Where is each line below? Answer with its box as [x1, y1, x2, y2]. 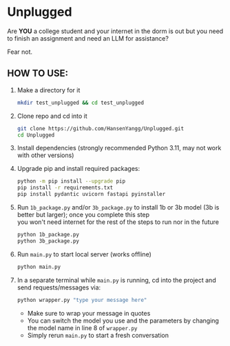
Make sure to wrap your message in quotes [27, 309, 151, 317]
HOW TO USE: [7, 68, 69, 79]
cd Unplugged [17, 132, 55, 139]
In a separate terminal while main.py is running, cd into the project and [17, 276, 216, 284]
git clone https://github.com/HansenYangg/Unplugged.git [17, 125, 185, 132]
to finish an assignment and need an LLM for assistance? [7, 34, 169, 42]
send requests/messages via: [17, 283, 101, 292]
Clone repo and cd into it [17, 112, 87, 120]
